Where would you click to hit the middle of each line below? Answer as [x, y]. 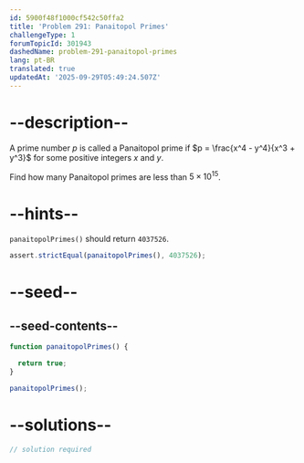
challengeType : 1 [42, 35]
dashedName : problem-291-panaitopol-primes [94, 52]
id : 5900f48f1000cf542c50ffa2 [67, 18]
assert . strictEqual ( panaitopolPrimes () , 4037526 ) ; [108, 256]
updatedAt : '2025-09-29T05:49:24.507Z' [85, 78]
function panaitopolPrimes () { [69, 347]
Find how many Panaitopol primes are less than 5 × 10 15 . [115, 176]
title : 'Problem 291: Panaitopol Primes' [89, 26]
